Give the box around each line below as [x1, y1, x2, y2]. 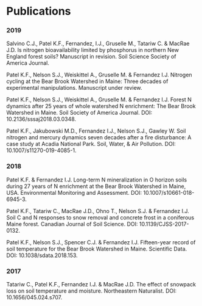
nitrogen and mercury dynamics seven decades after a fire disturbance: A [6, 134, 192, 141]
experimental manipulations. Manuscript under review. [6, 84, 142, 92]
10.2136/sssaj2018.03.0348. [6, 115, 77, 123]
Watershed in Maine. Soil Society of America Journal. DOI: [6, 109, 153, 117]
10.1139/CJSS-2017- [139, 220, 189, 227]
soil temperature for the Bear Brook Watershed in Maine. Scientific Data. [6, 245, 187, 252]
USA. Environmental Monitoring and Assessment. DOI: [6, 189, 142, 196]
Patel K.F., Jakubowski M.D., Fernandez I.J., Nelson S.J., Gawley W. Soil [6, 127, 186, 135]
